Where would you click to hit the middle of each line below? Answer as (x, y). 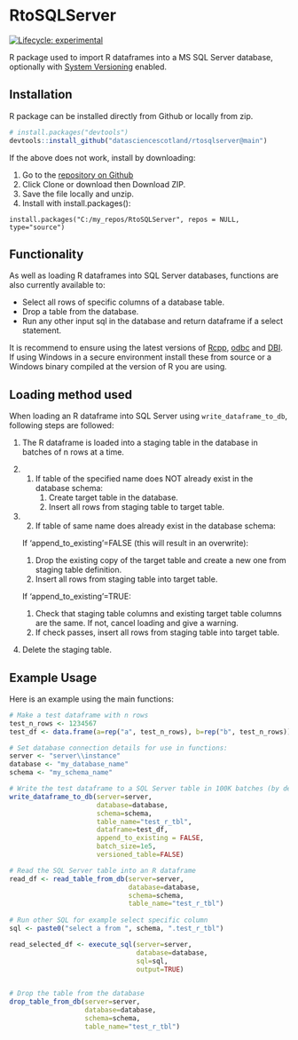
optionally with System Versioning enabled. (88, 67)
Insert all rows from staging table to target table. (136, 507)
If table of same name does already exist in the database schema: (156, 526)
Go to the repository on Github (78, 175)
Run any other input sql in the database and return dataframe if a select (153, 322)
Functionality (47, 254)
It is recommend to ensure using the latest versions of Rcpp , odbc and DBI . (146, 348)
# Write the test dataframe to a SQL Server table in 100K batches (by (144, 789)
